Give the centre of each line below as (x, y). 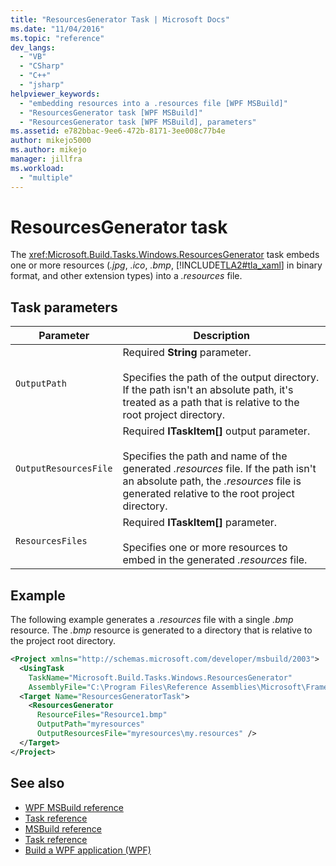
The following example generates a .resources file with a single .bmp (152, 620)
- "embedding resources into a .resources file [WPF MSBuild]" (153, 103)
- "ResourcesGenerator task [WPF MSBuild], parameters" (138, 122)
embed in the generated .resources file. (215, 560)
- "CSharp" (42, 66)
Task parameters (64, 307)
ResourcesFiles (51, 541)
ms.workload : (37, 168)
